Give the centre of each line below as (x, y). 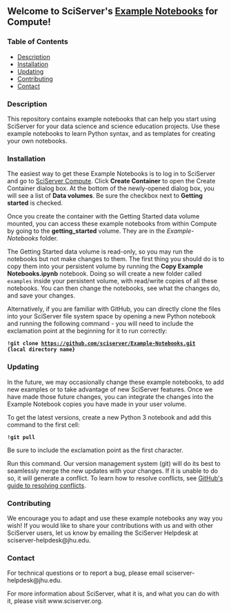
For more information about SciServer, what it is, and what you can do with (113, 594)
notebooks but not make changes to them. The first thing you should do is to (116, 259)
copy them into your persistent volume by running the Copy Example (105, 266)
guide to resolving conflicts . (47, 485)
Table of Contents (38, 42)
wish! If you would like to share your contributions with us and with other (110, 525)
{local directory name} (41, 350)
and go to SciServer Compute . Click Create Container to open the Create (111, 181)
